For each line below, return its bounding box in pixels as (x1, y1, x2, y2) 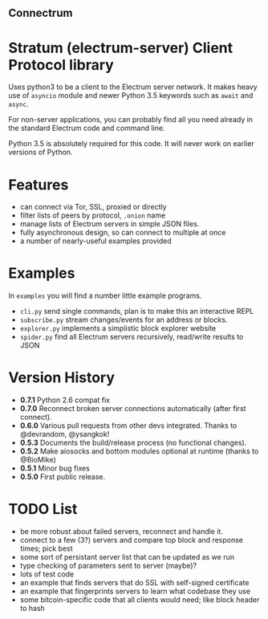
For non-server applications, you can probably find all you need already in (8, 115, 254, 124)
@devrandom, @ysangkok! (19, 430, 110, 439)
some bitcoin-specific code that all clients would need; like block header (19, 595, 260, 605)
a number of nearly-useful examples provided (19, 236, 172, 246)
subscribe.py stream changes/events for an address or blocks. (19, 315, 228, 324)
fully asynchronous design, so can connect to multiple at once (19, 228, 226, 238)
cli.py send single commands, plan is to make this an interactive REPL (19, 307, 254, 316)
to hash (19, 604, 46, 613)
